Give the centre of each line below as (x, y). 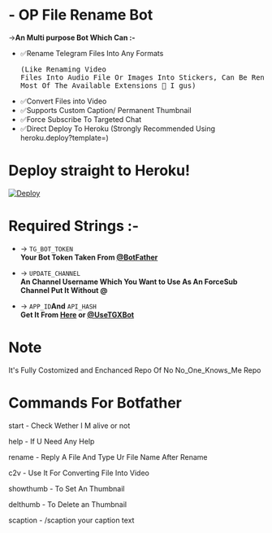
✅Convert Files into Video (63, 101)
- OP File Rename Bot (81, 15)
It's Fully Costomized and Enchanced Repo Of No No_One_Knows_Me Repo (135, 370)
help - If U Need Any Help (52, 441)
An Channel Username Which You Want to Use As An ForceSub (129, 282)
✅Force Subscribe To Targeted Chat (81, 119)
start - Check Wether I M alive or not (69, 426)
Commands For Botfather (95, 402)
